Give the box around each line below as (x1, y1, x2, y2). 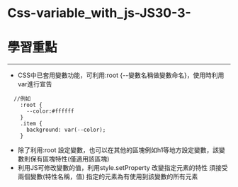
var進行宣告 (17, 80, 52, 89)
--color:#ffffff (25, 108, 74, 115)
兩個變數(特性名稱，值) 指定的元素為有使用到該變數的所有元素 (17, 172, 198, 181)
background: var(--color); (25, 126, 106, 134)
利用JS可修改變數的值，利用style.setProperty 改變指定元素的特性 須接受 (17, 164, 228, 172)
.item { (20, 120, 42, 127)
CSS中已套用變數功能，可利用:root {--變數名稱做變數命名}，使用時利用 (17, 71, 225, 79)
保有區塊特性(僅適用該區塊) (30, 154, 110, 164)
